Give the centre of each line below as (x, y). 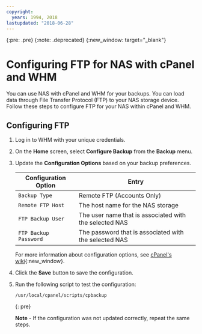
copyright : (20, 12)
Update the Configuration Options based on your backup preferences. (103, 163)
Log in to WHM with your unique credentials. (70, 140)
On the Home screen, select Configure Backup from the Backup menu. (104, 151)
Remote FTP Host (41, 205)
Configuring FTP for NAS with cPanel (100, 64)
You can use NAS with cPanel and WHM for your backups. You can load (95, 94)
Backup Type (35, 196)
